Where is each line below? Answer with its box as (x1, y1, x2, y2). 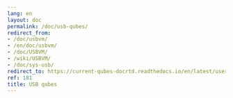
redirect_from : (7, 29, 51, 37)
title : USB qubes (7, 81, 58, 88)
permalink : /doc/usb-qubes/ (7, 23, 89, 30)
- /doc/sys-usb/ (7, 61, 54, 68)
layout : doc (7, 17, 42, 23)
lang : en (7, 10, 33, 17)
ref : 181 (7, 74, 33, 81)
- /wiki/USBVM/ (7, 55, 51, 62)
